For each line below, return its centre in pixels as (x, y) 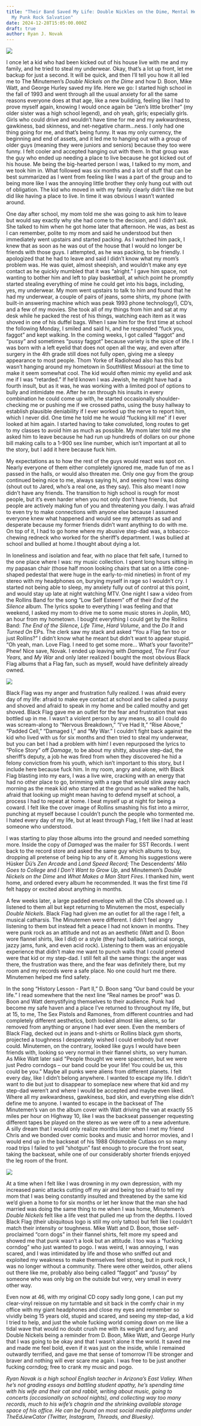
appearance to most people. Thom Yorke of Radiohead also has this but (95, 361)
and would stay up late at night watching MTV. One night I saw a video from (99, 594)
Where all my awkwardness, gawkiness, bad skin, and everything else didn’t (100, 1097)
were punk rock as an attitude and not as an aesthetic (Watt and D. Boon (95, 933)
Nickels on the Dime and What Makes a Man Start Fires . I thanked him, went (100, 877)
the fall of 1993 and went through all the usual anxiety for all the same (92, 94)
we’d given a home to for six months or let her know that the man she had (97, 1203)
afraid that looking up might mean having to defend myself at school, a (93, 795)
